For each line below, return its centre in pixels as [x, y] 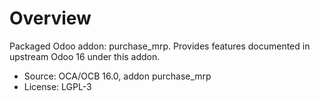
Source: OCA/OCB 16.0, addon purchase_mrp [117, 76]
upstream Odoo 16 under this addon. [85, 56]
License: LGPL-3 [57, 86]
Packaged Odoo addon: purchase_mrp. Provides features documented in [160, 46]
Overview [50, 18]
